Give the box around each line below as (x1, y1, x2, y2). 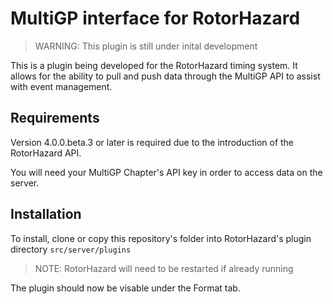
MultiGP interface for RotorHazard (10, 7, 301, 30)
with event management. (10, 80, 113, 92)
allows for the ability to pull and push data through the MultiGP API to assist (10, 70, 321, 82)
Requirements (10, 110, 100, 127)
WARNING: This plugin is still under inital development (34, 40, 258, 52)
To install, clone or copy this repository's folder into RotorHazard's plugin (10, 232, 312, 244)
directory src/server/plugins (10, 243, 132, 255)
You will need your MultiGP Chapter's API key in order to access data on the (10, 166, 323, 178)
